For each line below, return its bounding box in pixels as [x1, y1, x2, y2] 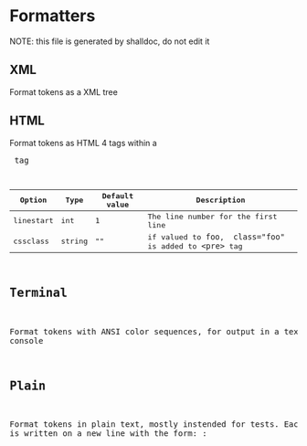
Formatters [9, 5, 96, 27]
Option [19, 196, 48, 206]
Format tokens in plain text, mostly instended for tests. [9, 419, 281, 430]
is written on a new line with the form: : [9, 429, 207, 439]
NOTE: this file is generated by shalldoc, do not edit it [9, 36, 210, 47]
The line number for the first [147, 211, 278, 221]
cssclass [13, 237, 50, 247]
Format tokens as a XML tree [9, 86, 119, 97]
